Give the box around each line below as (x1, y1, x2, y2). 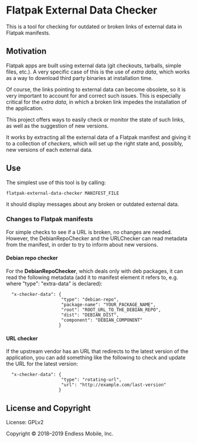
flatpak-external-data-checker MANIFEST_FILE (6, 190, 119, 196)
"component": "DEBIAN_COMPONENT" (61, 317, 143, 324)
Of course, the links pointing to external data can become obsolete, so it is (6, 86, 186, 93)
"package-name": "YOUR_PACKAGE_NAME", (61, 302, 157, 308)
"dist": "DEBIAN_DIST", (61, 312, 119, 318)
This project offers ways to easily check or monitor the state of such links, (6, 116, 185, 123)
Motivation (6, 46, 47, 56)
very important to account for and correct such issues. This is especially (6, 92, 181, 99)
